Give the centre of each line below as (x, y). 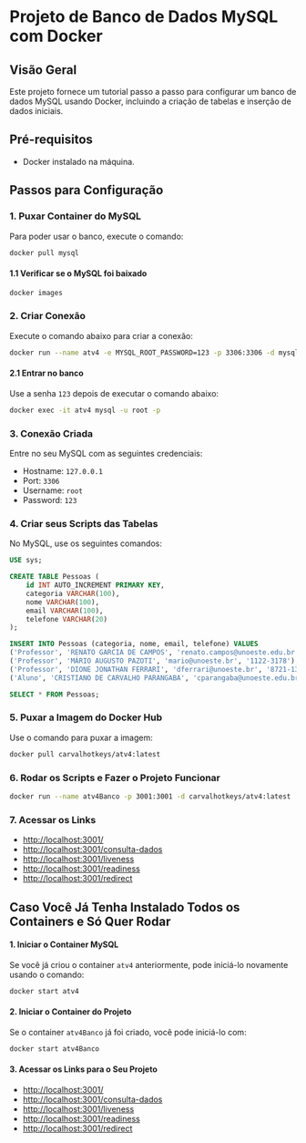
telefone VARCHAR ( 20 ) (66, 619)
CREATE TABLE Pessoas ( (55, 577)
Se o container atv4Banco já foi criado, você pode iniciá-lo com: (128, 1032)
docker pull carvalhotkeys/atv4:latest (85, 754)
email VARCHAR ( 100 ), (65, 611)
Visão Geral (43, 70)
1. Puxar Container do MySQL (76, 216)
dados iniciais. (36, 111)
